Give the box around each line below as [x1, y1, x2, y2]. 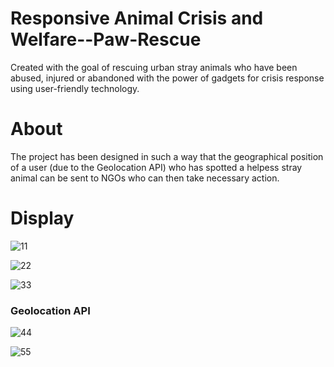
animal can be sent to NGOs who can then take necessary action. [10, 172, 280, 184]
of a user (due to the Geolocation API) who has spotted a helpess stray [10, 161, 303, 173]
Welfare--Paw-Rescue [10, 28, 202, 51]
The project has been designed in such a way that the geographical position [10, 150, 324, 162]
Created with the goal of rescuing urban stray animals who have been [10, 61, 298, 73]
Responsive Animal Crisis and [10, 7, 264, 30]
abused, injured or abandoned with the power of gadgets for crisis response [10, 72, 325, 84]
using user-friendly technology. [10, 82, 140, 94]
